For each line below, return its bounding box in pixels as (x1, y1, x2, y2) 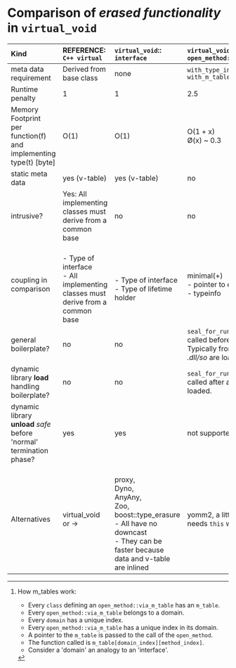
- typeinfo (187, 288, 221, 298)
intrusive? (11, 211, 44, 221)
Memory (11, 104, 39, 114)
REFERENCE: (63, 45, 106, 55)
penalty (11, 93, 37, 103)
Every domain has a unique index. (27, 615, 124, 624)
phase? (11, 454, 35, 464)
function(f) (11, 131, 47, 141)
